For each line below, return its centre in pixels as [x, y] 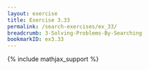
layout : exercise [33, 14]
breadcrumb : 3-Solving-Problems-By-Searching [74, 33]
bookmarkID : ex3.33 [36, 40]
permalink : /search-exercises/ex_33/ [62, 26]
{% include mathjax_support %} [53, 59]
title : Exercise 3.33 [39, 20]
